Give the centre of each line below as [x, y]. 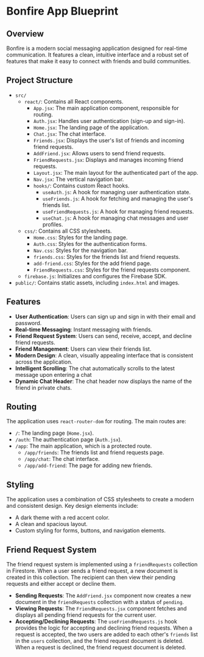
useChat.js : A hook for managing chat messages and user [115, 218]
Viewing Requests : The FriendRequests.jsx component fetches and [101, 609]
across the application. [44, 362]
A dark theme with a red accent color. [62, 518]
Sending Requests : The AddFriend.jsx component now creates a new [103, 596]
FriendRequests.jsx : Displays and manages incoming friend [108, 160]
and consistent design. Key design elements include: [72, 506]
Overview [25, 34]
